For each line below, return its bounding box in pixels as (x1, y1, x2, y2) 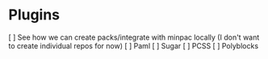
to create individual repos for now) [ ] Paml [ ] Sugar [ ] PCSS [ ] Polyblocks (8, 40, 259, 50)
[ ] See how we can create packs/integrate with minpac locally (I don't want (8, 32, 260, 42)
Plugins (8, 6, 61, 24)
